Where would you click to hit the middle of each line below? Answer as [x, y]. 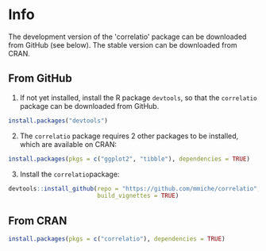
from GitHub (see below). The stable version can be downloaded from [123, 44]
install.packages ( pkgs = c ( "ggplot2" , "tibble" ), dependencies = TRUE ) [129, 159]
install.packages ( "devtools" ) [58, 121]
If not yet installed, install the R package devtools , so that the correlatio [138, 98]
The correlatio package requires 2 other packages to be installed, [129, 136]
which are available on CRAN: [68, 144]
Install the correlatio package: [69, 174]
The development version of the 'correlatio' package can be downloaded [127, 37]
